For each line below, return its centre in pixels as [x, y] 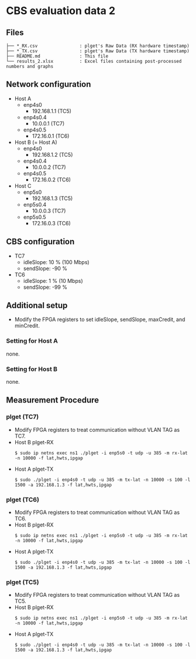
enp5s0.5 [35, 217]
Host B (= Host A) [36, 142]
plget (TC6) [23, 499]
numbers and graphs [30, 66]
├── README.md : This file [57, 56]
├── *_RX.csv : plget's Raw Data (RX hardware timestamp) [98, 46]
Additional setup [37, 305]
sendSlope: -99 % [45, 287]
